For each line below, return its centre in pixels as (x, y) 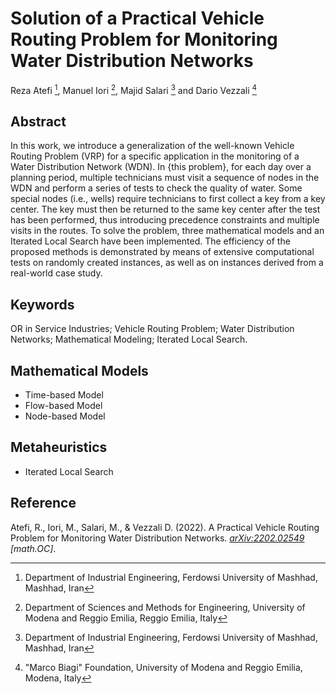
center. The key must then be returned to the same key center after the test (165, 209)
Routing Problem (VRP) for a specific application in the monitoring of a (155, 156)
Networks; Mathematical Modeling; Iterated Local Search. (129, 339)
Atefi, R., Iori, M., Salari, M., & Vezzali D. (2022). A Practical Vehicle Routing (165, 527)
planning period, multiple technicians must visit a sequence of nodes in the (165, 178)
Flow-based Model (63, 406)
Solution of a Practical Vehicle (137, 18)
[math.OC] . (33, 548)
